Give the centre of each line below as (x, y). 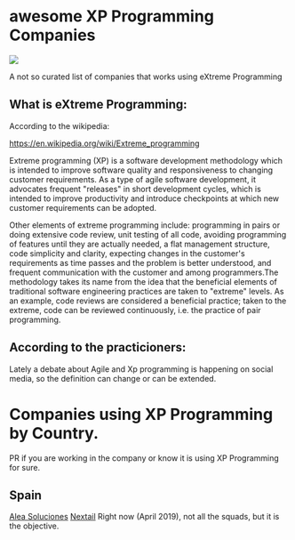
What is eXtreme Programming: (99, 105)
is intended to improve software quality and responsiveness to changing (141, 170)
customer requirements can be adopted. (83, 207)
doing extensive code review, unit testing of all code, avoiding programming (148, 234)
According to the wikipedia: (60, 125)
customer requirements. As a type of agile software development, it (132, 179)
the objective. (34, 526)
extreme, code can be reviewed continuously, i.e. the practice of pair (135, 310)
